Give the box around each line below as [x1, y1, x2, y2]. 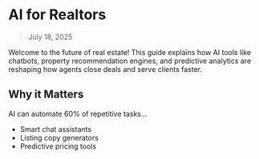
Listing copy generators [19, 133, 99, 142]
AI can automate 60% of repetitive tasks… [8, 109, 148, 118]
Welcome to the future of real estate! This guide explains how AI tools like [8, 47, 251, 57]
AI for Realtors [8, 6, 107, 24]
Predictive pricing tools [19, 141, 97, 151]
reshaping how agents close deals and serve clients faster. [8, 64, 203, 74]
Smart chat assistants [19, 124, 92, 133]
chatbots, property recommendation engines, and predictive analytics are [8, 56, 252, 66]
